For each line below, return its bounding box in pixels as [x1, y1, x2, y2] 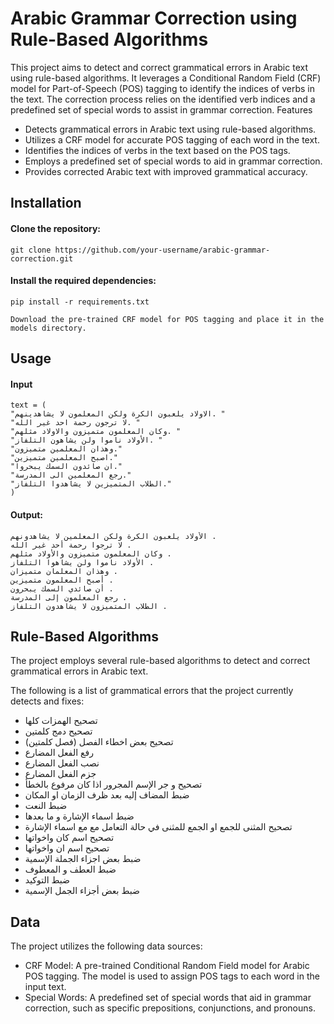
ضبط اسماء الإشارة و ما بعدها [24, 810, 135, 822]
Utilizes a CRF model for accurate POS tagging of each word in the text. [24, 133, 320, 146]
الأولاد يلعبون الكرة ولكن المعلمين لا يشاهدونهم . [10, 531, 217, 541]
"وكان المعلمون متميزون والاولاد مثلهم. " [10, 427, 182, 437]
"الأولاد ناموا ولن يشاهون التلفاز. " [10, 435, 163, 446]
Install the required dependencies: [10, 275, 157, 287]
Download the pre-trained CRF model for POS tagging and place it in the [10, 314, 325, 324]
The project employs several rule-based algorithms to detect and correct [10, 655, 311, 667]
